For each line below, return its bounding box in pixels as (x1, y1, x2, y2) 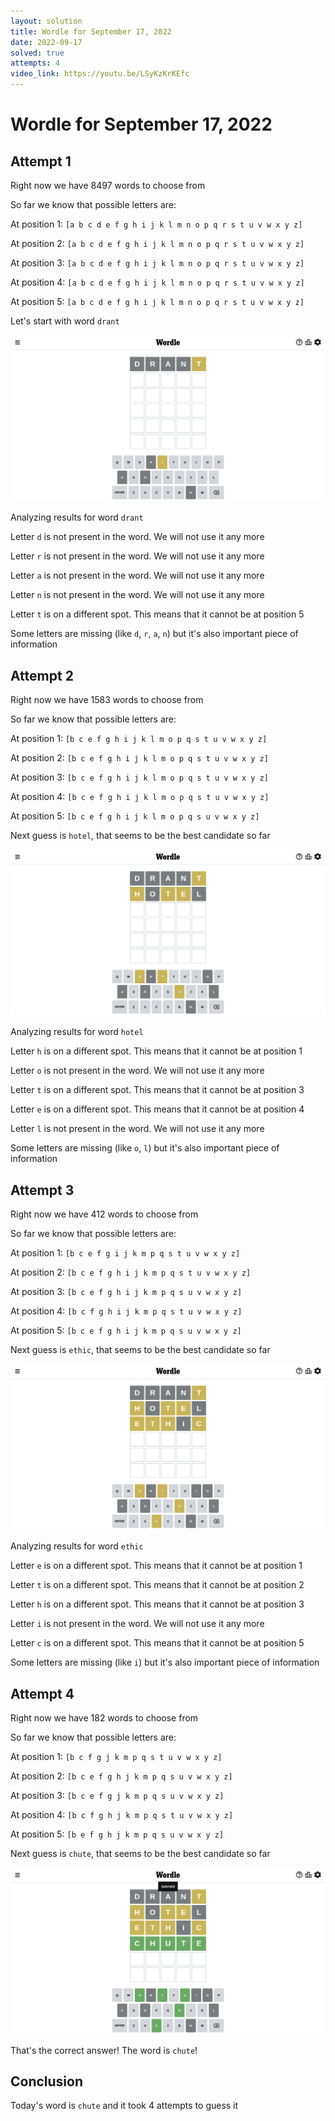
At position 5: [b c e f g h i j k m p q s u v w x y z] (10, 1325, 242, 1337)
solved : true (10, 48, 65, 58)
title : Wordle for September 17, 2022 (10, 26, 172, 37)
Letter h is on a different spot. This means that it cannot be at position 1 (10, 1045, 303, 1057)
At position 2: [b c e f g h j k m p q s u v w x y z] (10, 1770, 233, 1782)
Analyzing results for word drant (10, 511, 144, 524)
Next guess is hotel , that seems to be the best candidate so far (10, 830, 271, 842)
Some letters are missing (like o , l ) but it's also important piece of (10, 1142, 280, 1154)
